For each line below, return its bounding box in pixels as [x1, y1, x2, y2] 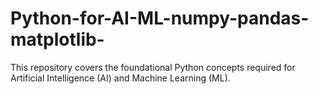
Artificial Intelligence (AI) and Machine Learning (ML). [10, 72, 231, 84]
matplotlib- [10, 28, 105, 51]
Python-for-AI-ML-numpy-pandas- [10, 7, 310, 30]
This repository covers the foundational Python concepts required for [10, 61, 296, 73]
